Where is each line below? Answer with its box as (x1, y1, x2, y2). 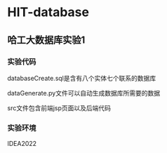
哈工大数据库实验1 (7, 34, 86, 46)
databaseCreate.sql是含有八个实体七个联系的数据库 (7, 74, 156, 82)
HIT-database (7, 4, 90, 20)
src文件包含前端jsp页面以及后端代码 (7, 103, 111, 112)
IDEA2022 (7, 140, 37, 148)
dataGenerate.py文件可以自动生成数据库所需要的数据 (7, 88, 160, 97)
